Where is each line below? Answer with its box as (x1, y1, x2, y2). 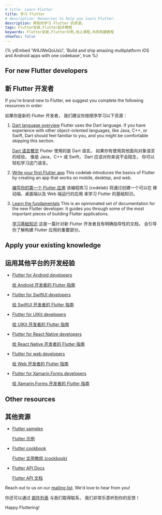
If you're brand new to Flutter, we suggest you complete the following (5, 97, 144, 103)
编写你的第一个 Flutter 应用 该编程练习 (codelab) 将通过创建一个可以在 (12, 185, 152, 191)
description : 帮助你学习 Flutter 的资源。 (5, 20, 86, 26)
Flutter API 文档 (12, 475, 43, 481)
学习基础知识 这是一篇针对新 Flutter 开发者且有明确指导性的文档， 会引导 (12, 221, 157, 227)
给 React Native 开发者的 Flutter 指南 (12, 341, 85, 347)
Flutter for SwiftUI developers (12, 292, 71, 298)
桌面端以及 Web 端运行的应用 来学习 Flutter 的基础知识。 (25, 191, 138, 197)
